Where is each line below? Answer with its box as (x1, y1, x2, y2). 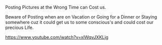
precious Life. (5, 24, 34, 30)
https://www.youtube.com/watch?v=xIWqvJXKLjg (5, 34, 109, 40)
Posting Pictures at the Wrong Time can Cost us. (5, 4, 106, 10)
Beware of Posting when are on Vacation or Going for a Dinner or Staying (5, 14, 157, 19)
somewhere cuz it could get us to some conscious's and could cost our (5, 19, 154, 25)
